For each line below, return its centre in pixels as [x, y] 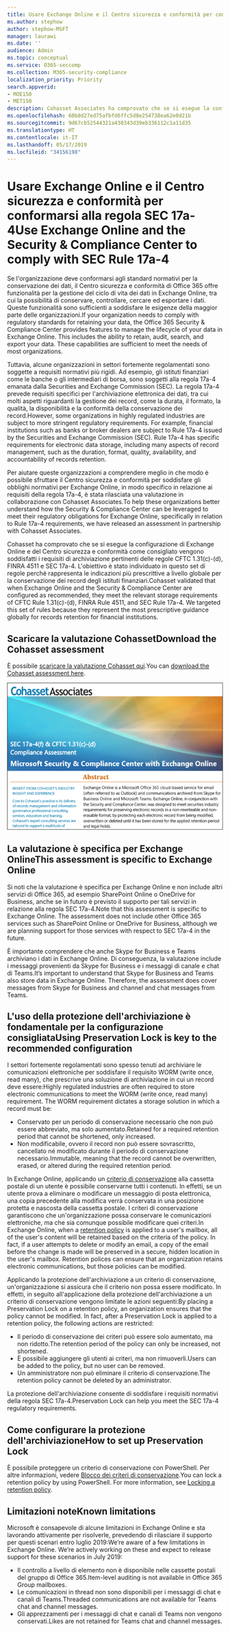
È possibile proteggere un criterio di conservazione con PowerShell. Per [108, 1468]
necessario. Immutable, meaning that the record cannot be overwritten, [117, 1158]
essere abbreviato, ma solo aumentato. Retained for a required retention [118, 1129]
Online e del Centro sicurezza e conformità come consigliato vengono [105, 551]
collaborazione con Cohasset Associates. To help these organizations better [114, 502]
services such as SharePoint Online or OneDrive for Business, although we [112, 923]
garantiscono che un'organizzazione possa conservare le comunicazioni [110, 1215]
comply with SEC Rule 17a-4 [88, 260]
